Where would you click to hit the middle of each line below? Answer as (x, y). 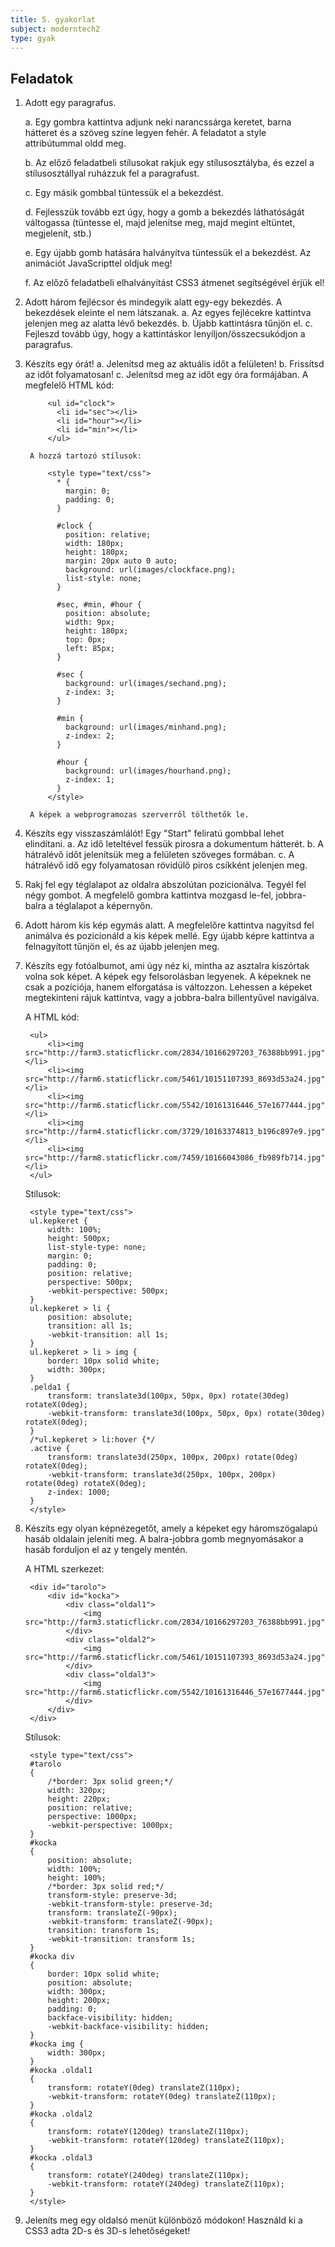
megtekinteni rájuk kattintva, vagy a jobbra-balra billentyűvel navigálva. (172, 998)
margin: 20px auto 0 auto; (121, 561)
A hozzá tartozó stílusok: (85, 456)
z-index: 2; (90, 736)
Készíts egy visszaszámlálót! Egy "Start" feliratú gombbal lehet (154, 833)
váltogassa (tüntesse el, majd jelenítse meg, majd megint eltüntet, (160, 223)
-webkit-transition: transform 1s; (121, 1939)
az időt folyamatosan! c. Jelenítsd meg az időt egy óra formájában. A (166, 375)
